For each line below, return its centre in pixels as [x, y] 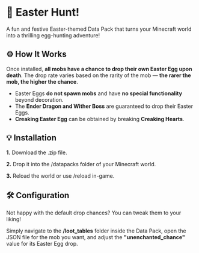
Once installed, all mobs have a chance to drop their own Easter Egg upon [99, 69]
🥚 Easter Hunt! [43, 12]
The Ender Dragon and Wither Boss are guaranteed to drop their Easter [104, 106]
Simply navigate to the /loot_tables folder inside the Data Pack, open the [96, 231]
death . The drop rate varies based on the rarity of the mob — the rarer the [99, 75]
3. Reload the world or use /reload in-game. [60, 176]
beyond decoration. [39, 99]
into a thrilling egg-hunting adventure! [53, 35]
